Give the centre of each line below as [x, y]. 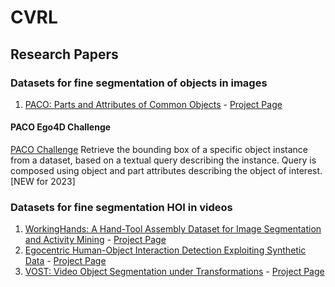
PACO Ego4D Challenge [61, 127]
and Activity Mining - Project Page [95, 240]
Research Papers [64, 54]
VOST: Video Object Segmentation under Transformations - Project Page [174, 272]
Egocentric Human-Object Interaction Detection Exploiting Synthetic [165, 250]
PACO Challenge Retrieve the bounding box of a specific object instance [159, 150]
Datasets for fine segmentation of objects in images [139, 83]
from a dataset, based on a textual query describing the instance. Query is [163, 160]
